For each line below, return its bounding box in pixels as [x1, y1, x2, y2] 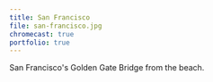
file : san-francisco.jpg [9, 21, 102, 30]
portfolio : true [9, 37, 70, 47]
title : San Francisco [9, 12, 91, 22]
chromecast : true [9, 29, 75, 38]
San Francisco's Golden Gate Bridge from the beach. [9, 62, 205, 73]
